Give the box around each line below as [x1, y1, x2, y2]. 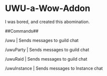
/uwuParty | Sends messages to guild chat [5, 47, 89, 52]
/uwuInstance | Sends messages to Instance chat [5, 65, 103, 71]
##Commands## [5, 28, 39, 34]
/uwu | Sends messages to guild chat [5, 37, 79, 43]
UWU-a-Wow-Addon [5, 3, 91, 14]
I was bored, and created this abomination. [5, 19, 90, 25]
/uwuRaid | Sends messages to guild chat [5, 56, 88, 62]
